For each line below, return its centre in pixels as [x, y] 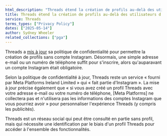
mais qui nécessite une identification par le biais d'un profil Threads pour [80, 124]
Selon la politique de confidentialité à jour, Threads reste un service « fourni [83, 77]
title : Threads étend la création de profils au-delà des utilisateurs [81, 14]
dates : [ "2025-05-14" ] [29, 28]
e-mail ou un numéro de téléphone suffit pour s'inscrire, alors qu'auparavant [83, 62]
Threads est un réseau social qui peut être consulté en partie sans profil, [80, 119]
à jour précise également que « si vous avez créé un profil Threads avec [79, 88]
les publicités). [20, 109]
